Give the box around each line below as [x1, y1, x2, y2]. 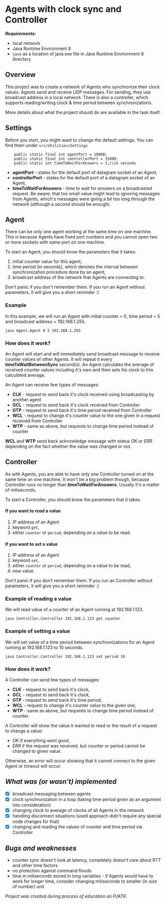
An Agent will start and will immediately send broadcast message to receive [5, 351, 160, 357]
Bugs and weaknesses [5, 844, 77, 852]
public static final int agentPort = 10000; [14, 152, 108, 157]
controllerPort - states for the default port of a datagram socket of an [12, 174, 155, 180]
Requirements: [5, 30, 36, 36]
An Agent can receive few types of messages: [5, 382, 100, 387]
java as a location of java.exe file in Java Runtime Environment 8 [12, 51, 144, 57]
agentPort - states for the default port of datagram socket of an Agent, [12, 169, 158, 175]
